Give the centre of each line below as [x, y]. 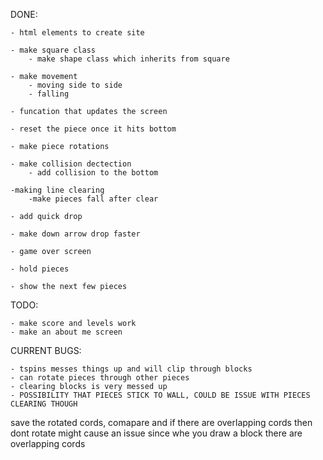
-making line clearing [57, 190]
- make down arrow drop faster [75, 234]
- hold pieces [40, 269]
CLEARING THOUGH [44, 404]
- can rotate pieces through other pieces [100, 378]
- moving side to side [75, 85]
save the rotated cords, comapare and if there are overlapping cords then [161, 422]
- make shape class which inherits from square [129, 59]
